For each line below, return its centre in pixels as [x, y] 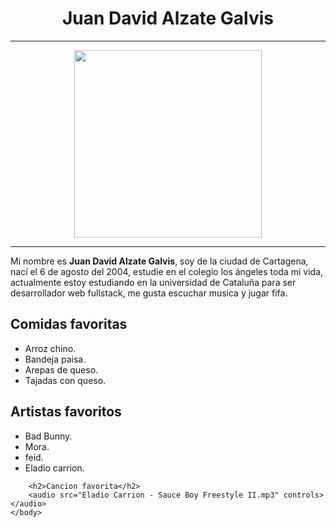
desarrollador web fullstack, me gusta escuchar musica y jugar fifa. [149, 293]
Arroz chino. [50, 348]
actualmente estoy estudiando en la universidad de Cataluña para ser [153, 282]
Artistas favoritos [66, 412]
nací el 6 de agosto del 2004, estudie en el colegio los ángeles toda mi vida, [167, 271]
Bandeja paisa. [55, 359]
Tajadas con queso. [65, 380]
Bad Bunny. [48, 436]
